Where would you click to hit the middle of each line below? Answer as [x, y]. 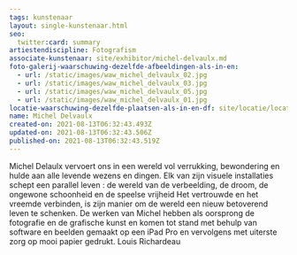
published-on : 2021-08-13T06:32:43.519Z [85, 141]
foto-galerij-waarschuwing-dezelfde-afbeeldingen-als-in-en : [124, 67]
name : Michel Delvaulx [51, 116]
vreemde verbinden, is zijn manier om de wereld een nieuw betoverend [139, 204]
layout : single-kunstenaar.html [69, 26]
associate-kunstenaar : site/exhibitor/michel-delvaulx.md [118, 58]
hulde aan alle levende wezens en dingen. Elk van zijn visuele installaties [141, 175]
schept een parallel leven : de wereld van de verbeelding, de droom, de [139, 185]
